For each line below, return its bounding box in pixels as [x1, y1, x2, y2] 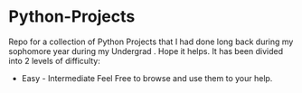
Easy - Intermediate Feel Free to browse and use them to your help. [21, 72, 273, 83]
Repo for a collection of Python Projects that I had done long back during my [8, 36, 294, 47]
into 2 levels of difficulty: [8, 55, 100, 66]
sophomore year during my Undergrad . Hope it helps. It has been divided [8, 45, 284, 56]
